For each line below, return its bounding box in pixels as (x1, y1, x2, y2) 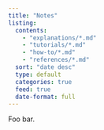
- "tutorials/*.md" (22, 41, 87, 49)
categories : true (15, 78, 72, 86)
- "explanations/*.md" (22, 33, 97, 42)
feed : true (15, 85, 51, 94)
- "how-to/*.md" (22, 48, 76, 56)
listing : (8, 19, 37, 27)
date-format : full (15, 93, 76, 101)
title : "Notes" (8, 11, 58, 20)
